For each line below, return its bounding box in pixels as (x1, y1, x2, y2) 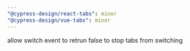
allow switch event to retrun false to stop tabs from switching (7, 36, 183, 44)
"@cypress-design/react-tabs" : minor (7, 10, 117, 17)
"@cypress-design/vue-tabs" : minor (7, 17, 111, 24)
